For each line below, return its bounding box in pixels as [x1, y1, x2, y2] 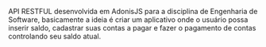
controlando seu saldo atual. [8, 31, 102, 41]
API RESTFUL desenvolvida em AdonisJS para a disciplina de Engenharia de [8, 7, 258, 16]
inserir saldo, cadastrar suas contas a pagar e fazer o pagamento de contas [8, 23, 256, 32]
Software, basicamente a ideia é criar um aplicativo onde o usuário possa [8, 15, 249, 24]
